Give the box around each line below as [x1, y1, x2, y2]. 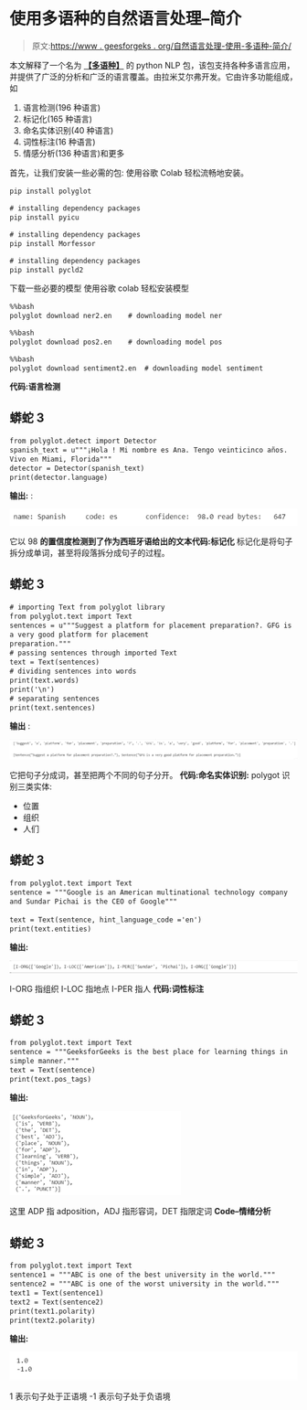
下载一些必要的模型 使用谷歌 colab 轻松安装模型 [9, 283, 190, 294]
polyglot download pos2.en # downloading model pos [9, 337, 223, 347]
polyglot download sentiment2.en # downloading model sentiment [9, 363, 263, 373]
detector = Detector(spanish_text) [9, 464, 145, 473]
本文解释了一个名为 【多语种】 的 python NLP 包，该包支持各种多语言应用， [9, 59, 295, 70]
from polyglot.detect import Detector [9, 436, 157, 445]
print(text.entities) [9, 924, 92, 934]
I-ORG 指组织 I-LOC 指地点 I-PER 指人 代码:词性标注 [9, 983, 204, 994]
